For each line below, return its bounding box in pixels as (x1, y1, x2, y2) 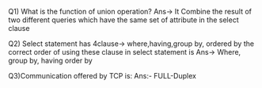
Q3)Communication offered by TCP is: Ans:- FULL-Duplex (8, 71, 196, 80)
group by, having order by (8, 55, 93, 65)
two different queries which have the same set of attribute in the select (8, 15, 239, 25)
